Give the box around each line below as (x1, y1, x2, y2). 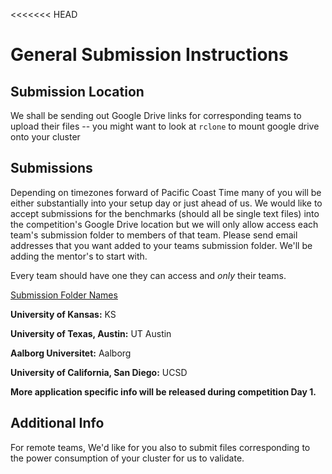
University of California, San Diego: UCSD (10, 366, 188, 378)
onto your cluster (10, 131, 81, 143)
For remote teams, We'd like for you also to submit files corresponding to (10, 441, 311, 453)
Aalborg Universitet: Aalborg (10, 347, 132, 359)
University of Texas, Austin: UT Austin (10, 327, 172, 339)
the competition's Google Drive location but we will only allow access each (10, 218, 319, 230)
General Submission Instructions (10, 44, 289, 66)
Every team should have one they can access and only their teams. (10, 269, 287, 281)
